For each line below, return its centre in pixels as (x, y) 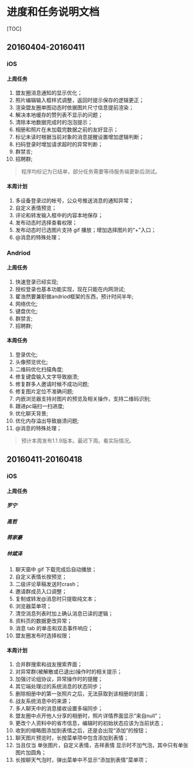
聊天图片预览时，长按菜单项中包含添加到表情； (72, 738)
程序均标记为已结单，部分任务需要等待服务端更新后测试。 (91, 172)
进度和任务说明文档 (53, 12)
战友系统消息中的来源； (44, 701)
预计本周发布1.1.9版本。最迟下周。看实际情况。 (78, 440)
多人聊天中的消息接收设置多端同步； (59, 708)
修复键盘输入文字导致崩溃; (47, 377)
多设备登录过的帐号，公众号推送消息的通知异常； (74, 200)
